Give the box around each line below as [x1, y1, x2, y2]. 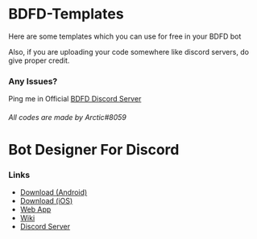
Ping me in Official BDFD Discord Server [8, 94, 142, 104]
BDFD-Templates [8, 5, 124, 23]
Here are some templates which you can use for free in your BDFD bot [8, 31, 242, 41]
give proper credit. [8, 56, 70, 65]
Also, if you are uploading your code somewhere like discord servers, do [8, 47, 250, 56]
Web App [19, 204, 52, 214]
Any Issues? [8, 76, 58, 87]
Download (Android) [19, 187, 88, 197]
